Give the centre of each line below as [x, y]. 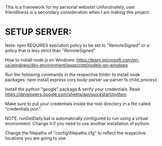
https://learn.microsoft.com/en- [108, 60]
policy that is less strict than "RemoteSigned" [50, 50]
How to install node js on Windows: [40, 60]
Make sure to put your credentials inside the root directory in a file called [78, 104]
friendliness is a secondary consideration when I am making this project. [78, 12]
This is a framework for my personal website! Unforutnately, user [70, 7]
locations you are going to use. [36, 138]
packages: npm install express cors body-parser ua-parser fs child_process [81, 79]
